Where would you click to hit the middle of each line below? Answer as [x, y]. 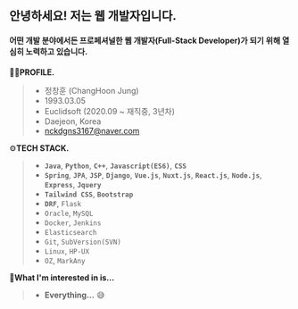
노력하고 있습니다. [57, 51]
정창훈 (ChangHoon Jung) [92, 90]
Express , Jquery [73, 184]
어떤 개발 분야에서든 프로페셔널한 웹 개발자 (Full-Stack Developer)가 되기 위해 [145, 40]
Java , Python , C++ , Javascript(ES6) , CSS [116, 165]
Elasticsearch [70, 232]
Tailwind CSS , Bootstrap [89, 194]
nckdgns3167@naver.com [92, 130]
